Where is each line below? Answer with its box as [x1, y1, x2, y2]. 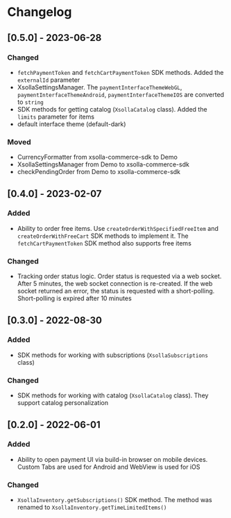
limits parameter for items [17, 112, 95, 121]
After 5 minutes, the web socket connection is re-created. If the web [17, 279, 213, 288]
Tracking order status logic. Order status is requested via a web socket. [17, 272, 222, 281]
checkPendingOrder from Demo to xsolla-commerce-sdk [17, 168, 181, 176]
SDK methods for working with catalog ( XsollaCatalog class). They [17, 391, 209, 399]
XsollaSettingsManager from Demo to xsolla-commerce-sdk [17, 160, 189, 169]
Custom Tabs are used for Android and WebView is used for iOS [17, 463, 200, 471]
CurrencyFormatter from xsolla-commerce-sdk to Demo [17, 153, 178, 162]
